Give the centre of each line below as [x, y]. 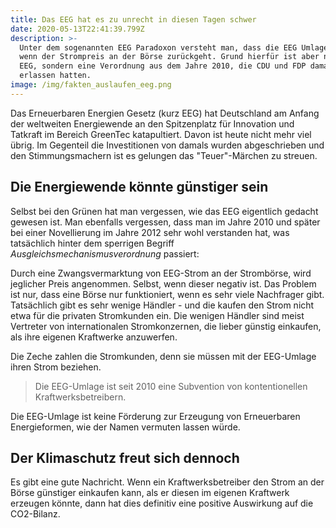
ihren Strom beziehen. [56, 367]
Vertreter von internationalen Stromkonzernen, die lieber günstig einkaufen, [166, 326]
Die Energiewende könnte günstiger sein [139, 187]
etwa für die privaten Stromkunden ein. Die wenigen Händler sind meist [157, 315]
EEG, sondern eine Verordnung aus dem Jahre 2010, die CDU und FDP [163, 66]
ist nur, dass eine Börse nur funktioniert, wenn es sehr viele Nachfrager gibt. [167, 294]
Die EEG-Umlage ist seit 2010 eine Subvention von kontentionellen [171, 386]
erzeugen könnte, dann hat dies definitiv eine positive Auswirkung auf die [162, 503]
